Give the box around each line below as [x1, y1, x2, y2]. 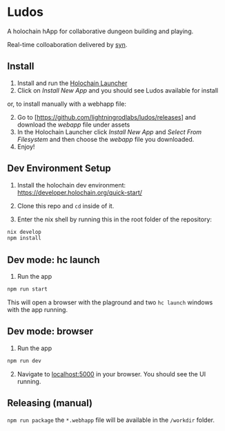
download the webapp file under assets [17, 120, 130, 129]
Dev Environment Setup [7, 163, 112, 174]
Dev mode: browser [7, 326, 94, 338]
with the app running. [7, 306, 68, 313]
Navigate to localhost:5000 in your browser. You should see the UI [17, 369, 206, 378]
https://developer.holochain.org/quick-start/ [17, 188, 143, 196]
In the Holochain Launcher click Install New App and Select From [17, 127, 202, 136]
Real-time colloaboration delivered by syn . [7, 40, 128, 48]
